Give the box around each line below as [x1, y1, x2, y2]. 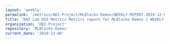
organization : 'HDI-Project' [5, 21, 67, 27]
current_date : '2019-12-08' [5, 31, 65, 36]
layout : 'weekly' [5, 7, 42, 13]
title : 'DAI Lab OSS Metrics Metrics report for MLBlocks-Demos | [5, 17, 148, 22]
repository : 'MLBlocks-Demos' [5, 26, 69, 31]
